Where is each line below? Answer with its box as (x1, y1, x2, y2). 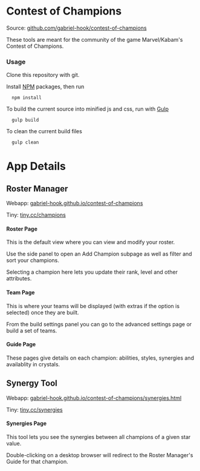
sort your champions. (6, 257, 59, 264)
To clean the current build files (6, 128, 83, 135)
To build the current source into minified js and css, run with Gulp (6, 105, 169, 113)
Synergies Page (6, 420, 47, 427)
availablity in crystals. (6, 360, 60, 367)
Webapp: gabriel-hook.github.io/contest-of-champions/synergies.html (6, 394, 182, 401)
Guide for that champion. (6, 458, 68, 465)
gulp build (11, 117, 39, 124)
